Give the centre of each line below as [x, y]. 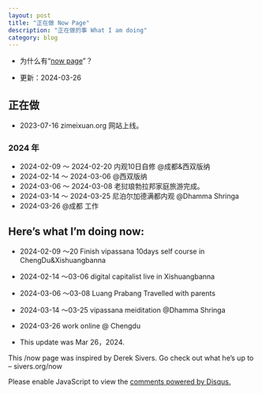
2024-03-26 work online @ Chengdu [80, 326]
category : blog [33, 38]
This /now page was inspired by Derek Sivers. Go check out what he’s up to [131, 358]
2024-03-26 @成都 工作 [59, 206]
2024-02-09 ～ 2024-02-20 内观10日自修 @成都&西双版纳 [115, 167]
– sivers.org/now [36, 366]
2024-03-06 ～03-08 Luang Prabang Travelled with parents [117, 294]
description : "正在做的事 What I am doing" [78, 30]
